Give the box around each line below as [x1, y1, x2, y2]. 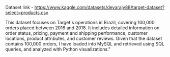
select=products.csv [5, 10, 48, 16]
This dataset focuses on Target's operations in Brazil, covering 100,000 [5, 20, 155, 25]
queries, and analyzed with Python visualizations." [5, 46, 111, 52]
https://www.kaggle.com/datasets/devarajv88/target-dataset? [34, 5, 165, 10]
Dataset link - [5, 5, 34, 10]
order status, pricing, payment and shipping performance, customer [5, 30, 148, 36]
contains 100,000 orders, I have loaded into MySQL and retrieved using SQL [5, 41, 164, 47]
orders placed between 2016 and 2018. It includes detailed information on [5, 25, 160, 31]
